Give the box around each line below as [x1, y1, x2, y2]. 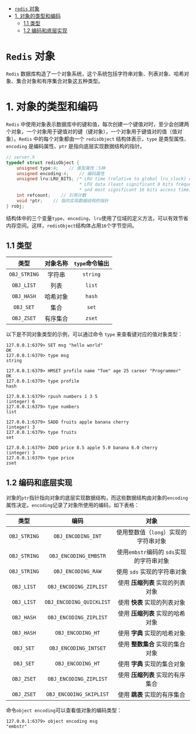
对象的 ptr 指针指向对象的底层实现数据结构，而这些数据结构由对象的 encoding [6, 494, 188, 502]
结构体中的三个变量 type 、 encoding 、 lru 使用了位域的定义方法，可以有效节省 [6, 214, 188, 221]
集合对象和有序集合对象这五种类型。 [16, 77, 103, 84]
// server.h [6, 154, 35, 160]
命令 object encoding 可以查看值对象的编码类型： [6, 707, 123, 714]
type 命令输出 [73, 259, 110, 267]
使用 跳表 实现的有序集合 [117, 691, 185, 699]
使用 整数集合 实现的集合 [117, 640, 185, 649]
